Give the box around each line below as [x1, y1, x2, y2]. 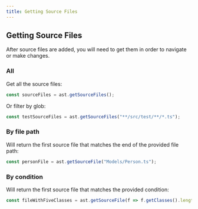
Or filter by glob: [6, 102, 46, 110]
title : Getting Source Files [6, 8, 78, 15]
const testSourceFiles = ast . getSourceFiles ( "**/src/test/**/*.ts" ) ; [6, 114, 181, 120]
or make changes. [6, 52, 50, 59]
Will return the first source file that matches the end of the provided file [6, 141, 179, 148]
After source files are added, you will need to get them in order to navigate [6, 46, 187, 53]
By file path [6, 128, 39, 136]
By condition [6, 172, 43, 181]
